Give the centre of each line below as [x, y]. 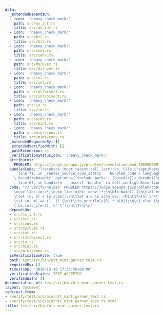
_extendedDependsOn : [30, 14]
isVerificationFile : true [36, 256]
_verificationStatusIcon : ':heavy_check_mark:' [59, 155]
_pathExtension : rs [29, 151]
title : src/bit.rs [32, 42]
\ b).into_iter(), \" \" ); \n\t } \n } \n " [53, 206]
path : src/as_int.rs [35, 23]
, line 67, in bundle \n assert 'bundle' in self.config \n [77, 183]
